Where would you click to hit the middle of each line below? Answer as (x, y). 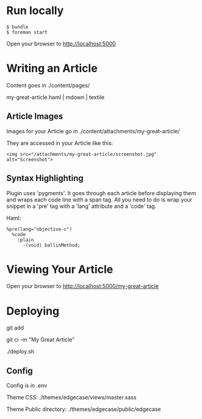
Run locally (35, 11)
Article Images (35, 117)
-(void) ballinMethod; (51, 245)
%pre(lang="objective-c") (39, 229)
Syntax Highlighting (45, 178)
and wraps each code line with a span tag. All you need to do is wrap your (99, 199)
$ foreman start (27, 32)
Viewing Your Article (60, 269)
